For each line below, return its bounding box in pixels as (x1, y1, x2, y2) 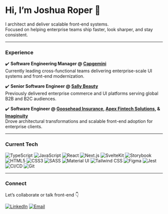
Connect (5, 180, 26, 187)
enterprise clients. (5, 124, 42, 130)
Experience (5, 49, 33, 56)
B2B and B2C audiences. (5, 96, 56, 102)
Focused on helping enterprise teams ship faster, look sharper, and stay (5, 26, 153, 32)
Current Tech (5, 141, 38, 148)
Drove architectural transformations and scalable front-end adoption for (5, 118, 153, 124)
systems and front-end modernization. (5, 73, 84, 79)
